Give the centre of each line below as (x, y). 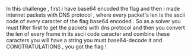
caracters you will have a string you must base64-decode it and (84, 40)
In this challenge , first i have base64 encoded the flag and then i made (93, 9)
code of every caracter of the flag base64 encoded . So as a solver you (93, 21)
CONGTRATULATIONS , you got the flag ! (56, 46)
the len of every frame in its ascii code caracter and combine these (88, 34)
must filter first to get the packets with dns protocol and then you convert (95, 27)
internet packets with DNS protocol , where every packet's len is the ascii (95, 15)
